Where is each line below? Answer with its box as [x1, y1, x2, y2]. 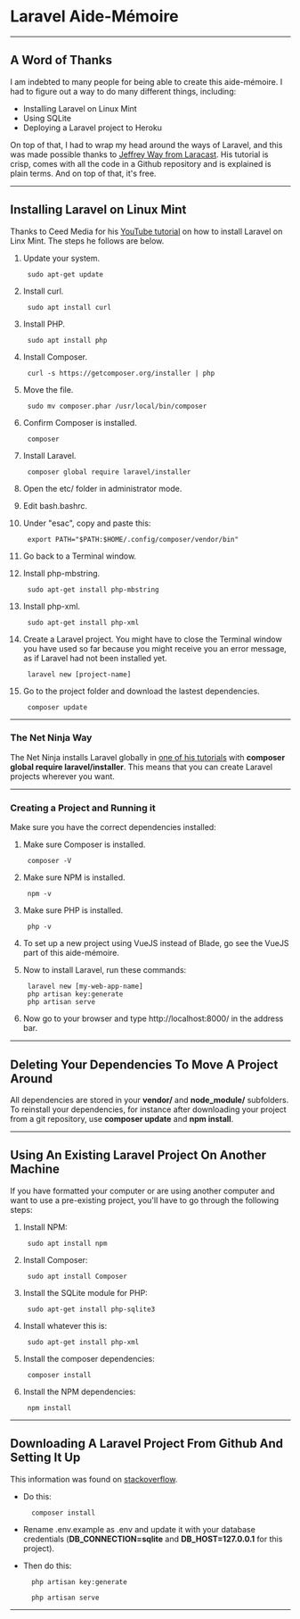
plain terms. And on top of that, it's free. [10, 168, 157, 179]
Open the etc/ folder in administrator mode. [22, 483, 182, 494]
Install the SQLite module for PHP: [22, 1287, 148, 1298]
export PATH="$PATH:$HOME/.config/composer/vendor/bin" [27, 535, 239, 544]
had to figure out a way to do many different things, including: [10, 86, 237, 96]
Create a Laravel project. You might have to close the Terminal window [22, 634, 283, 644]
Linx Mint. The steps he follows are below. [10, 235, 165, 246]
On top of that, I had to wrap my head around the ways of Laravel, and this [10, 139, 283, 150]
